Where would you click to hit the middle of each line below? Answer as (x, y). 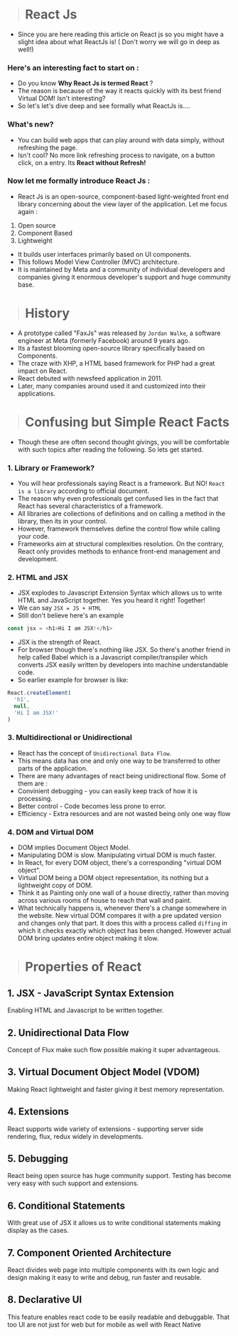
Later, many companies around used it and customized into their (112, 386)
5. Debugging (38, 1159)
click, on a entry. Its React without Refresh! (82, 162)
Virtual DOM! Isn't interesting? (61, 98)
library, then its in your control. (63, 521)
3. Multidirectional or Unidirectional (70, 738)
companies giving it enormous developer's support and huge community (124, 277)
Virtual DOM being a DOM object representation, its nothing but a (113, 878)
